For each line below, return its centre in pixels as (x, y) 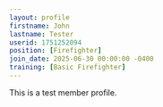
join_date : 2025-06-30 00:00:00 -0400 (81, 59)
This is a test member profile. (63, 92)
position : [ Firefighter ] (56, 51)
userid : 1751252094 (46, 42)
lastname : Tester (42, 34)
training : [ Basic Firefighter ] (68, 68)
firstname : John (39, 26)
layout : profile (39, 17)
